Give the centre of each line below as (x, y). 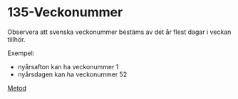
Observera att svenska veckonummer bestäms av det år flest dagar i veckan (119, 32)
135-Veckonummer (65, 12)
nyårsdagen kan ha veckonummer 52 (72, 74)
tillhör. (16, 39)
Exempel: (21, 53)
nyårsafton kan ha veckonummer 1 (68, 66)
